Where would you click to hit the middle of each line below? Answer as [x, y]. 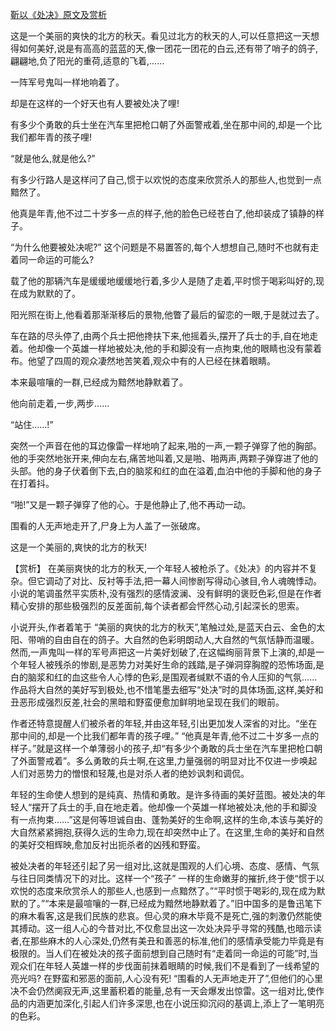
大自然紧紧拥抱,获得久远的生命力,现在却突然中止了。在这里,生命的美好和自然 [167, 832]
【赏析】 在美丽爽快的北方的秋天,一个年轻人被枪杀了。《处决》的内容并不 [159, 568]
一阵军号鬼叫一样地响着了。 [67, 82]
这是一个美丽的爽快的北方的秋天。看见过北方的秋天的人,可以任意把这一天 [161, 36]
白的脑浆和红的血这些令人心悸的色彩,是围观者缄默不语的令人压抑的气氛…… [164, 677]
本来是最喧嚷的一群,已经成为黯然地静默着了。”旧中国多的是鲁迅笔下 [185, 903]
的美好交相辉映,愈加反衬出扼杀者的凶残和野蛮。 [108, 844]
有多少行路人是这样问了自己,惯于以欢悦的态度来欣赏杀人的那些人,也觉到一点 [166, 179]
